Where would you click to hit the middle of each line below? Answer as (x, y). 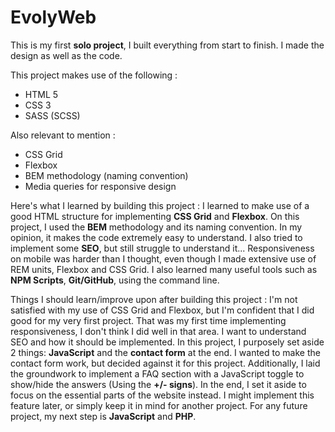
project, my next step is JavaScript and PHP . (103, 416)
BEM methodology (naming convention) (106, 175)
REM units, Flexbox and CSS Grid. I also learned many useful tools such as (164, 269)
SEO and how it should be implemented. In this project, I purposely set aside (167, 342)
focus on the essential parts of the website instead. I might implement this (162, 395)
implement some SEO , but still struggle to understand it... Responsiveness (162, 248)
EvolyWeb (53, 17)
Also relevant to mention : (63, 135)
